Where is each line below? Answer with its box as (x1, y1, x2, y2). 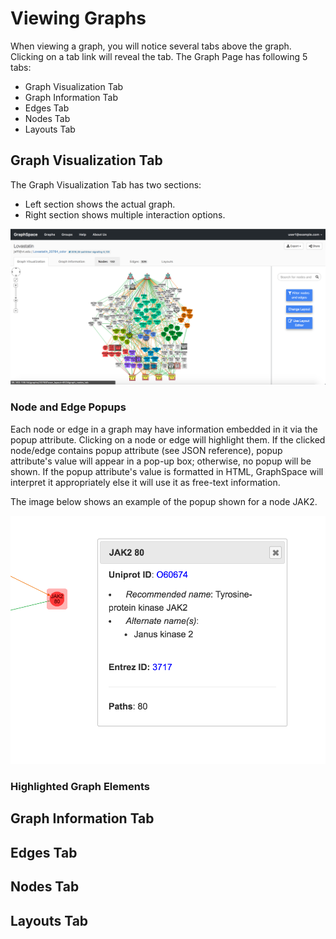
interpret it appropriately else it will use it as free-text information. (10, 476, 281, 488)
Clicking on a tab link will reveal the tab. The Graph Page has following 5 (10, 50, 308, 62)
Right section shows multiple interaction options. (24, 208, 226, 221)
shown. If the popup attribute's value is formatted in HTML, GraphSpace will (10, 465, 324, 477)
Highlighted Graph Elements (10, 780, 150, 794)
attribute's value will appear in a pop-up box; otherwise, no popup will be (10, 455, 312, 467)
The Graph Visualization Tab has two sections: (10, 178, 202, 191)
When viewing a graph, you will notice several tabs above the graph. (10, 40, 292, 52)
